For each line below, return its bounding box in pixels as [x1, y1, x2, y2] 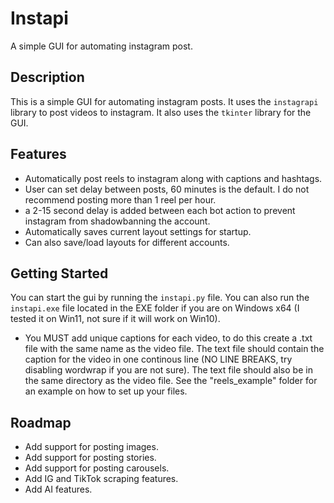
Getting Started [10, 265, 109, 282]
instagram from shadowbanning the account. [24, 215, 211, 227]
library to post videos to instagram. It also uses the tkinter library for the [10, 106, 312, 118]
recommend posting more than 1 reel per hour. [24, 193, 217, 206]
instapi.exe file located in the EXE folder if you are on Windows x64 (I [10, 302, 300, 314]
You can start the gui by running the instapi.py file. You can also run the [10, 292, 310, 304]
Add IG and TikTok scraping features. [24, 473, 179, 485]
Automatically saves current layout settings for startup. [24, 225, 252, 237]
